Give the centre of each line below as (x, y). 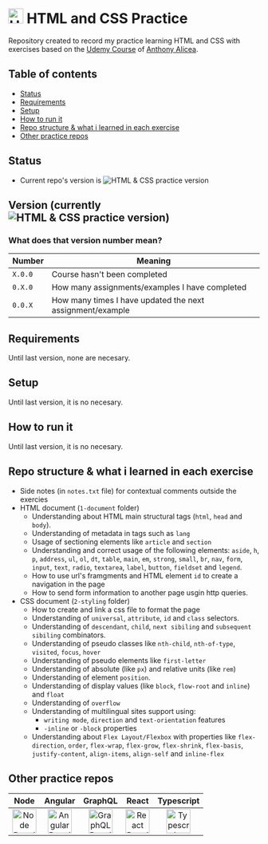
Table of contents (53, 75)
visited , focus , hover (66, 652)
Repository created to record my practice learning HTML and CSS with (124, 41)
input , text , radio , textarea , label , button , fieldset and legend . (137, 567)
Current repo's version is (61, 180)
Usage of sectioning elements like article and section (122, 542)
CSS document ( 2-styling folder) (75, 601)
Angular (60, 801)
